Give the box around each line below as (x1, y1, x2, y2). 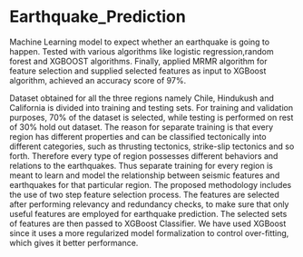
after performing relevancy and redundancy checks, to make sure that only (9, 198, 289, 210)
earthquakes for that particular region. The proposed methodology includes (9, 179, 292, 190)
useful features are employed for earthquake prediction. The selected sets (9, 208, 288, 219)
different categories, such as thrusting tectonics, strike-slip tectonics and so (9, 141, 295, 152)
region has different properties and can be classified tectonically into (9, 131, 267, 142)
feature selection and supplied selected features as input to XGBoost (9, 65, 267, 76)
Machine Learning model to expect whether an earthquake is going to (9, 36, 270, 47)
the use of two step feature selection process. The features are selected (9, 189, 279, 200)
